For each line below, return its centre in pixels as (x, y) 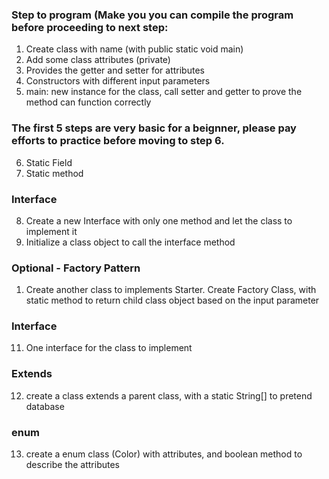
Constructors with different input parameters (118, 81)
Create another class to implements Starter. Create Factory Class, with (171, 290)
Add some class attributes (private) (98, 60)
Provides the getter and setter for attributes (115, 70)
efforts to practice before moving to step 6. (118, 141)
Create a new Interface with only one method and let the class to (159, 220)
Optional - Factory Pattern (76, 268)
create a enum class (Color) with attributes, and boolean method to (164, 454)
